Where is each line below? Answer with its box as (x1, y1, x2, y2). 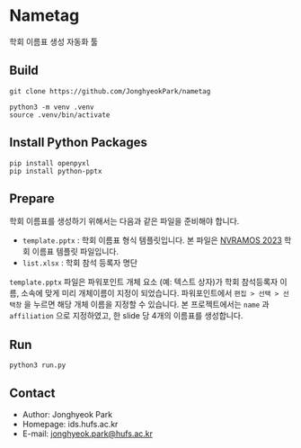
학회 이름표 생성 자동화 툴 (9, 36, 99, 47)
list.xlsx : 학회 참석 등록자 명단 (22, 257, 137, 268)
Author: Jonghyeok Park (22, 409, 113, 419)
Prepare (9, 191, 56, 206)
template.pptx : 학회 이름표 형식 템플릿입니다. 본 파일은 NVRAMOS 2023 (22, 235, 283, 246)
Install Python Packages (9, 135, 148, 150)
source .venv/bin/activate (9, 110, 111, 120)
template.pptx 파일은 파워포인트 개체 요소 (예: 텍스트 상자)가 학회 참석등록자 (9, 276, 279, 288)
